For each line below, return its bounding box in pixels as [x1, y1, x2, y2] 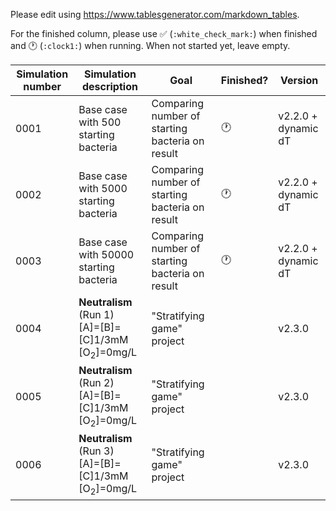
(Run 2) [78, 376, 115, 390]
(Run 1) [78, 308, 115, 321]
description [81, 80, 138, 93]
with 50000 [78, 248, 135, 261]
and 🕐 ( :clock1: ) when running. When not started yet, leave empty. [10, 40, 291, 51]
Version [280, 74, 319, 87]
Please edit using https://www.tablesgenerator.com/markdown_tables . [10, 9, 300, 20]
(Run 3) [78, 444, 115, 458]
